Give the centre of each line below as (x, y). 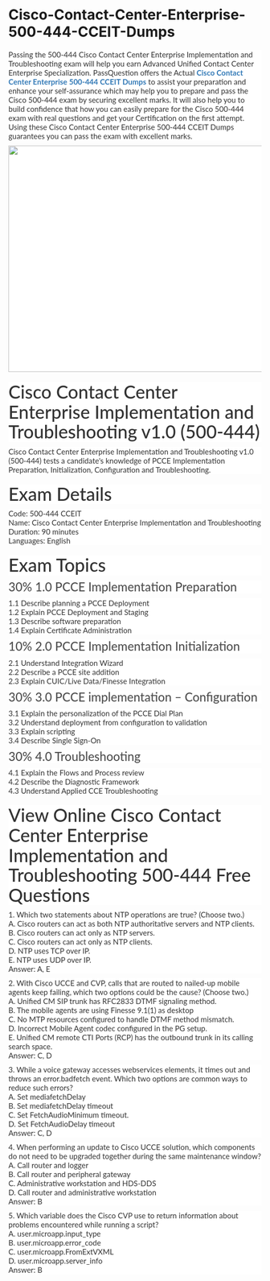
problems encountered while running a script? (84, 1225)
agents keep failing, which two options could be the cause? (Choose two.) (129, 992)
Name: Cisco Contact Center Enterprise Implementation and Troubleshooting (135, 523)
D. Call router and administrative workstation (82, 1192)
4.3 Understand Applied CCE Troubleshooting (83, 791)
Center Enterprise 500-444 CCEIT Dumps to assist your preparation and (127, 81)
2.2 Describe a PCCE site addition (64, 672)
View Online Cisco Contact (115, 815)
